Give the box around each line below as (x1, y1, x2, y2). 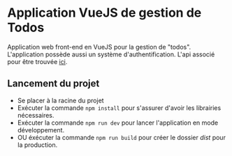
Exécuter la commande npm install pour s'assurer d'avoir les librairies (17, 103, 222, 112)
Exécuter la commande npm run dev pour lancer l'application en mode (17, 118, 219, 127)
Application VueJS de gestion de (7, 5, 202, 21)
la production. (17, 141, 58, 149)
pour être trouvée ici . (7, 57, 68, 65)
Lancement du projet (7, 78, 100, 90)
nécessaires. (17, 111, 55, 119)
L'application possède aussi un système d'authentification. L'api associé (7, 50, 215, 58)
